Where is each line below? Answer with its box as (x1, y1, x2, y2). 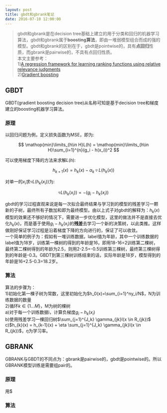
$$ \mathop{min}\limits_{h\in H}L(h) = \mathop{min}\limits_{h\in (18, 142, 149, 148)
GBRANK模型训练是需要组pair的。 (5, 362, 75, 368)
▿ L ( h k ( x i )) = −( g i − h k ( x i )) (58, 190, 109, 197)
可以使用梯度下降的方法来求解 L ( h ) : (5, 157, 76, 163)
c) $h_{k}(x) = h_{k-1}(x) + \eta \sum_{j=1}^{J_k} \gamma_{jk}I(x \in (5, 322, 141, 328)
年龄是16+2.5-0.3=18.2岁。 (5, 259, 61, 265)
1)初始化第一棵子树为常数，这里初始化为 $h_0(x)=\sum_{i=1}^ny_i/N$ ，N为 (5, 290, 157, 296)
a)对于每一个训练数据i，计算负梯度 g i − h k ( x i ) (5, 309, 95, 316)
